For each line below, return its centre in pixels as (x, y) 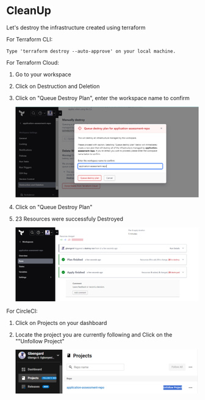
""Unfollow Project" (40, 341)
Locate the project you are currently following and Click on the (94, 334)
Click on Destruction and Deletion (57, 86)
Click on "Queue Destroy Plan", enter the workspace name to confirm (103, 98)
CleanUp (29, 11)
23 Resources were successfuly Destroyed (69, 219)
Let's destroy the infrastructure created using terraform (76, 27)
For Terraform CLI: (30, 39)
